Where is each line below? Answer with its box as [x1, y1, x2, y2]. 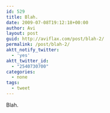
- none [11, 74, 28, 80]
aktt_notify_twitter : [6, 47, 60, 53]
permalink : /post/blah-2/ [6, 42, 70, 48]
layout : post [6, 31, 38, 36]
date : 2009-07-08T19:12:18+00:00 [6, 19, 89, 25]
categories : [6, 69, 35, 75]
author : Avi [6, 25, 35, 31]
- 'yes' [11, 52, 31, 58]
